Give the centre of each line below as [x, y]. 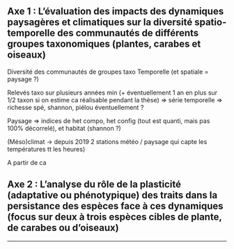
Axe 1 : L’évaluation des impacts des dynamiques [116, 11]
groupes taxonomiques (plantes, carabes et [104, 44]
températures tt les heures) [46, 149]
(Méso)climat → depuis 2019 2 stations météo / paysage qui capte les [107, 141]
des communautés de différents [128, 33]
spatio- [210, 23]
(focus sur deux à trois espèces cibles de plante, [115, 217]
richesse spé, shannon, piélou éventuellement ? [76, 107]
